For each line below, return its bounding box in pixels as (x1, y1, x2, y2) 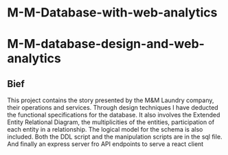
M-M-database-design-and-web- (7, 36, 205, 52)
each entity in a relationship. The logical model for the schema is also (7, 126, 203, 134)
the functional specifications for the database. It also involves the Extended (7, 111, 220, 119)
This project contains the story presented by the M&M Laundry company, (7, 96, 214, 104)
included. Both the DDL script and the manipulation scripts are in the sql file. (7, 132, 223, 141)
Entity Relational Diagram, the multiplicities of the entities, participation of (7, 118, 215, 126)
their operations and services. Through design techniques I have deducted (7, 104, 218, 112)
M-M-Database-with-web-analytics (7, 5, 218, 21)
